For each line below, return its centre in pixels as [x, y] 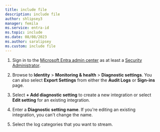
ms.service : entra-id [27, 28]
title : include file [26, 10]
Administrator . [26, 65]
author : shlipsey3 [24, 19]
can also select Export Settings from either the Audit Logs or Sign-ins [83, 80]
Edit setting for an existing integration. [51, 100]
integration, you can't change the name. [52, 115]
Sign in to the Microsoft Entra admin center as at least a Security [77, 60]
